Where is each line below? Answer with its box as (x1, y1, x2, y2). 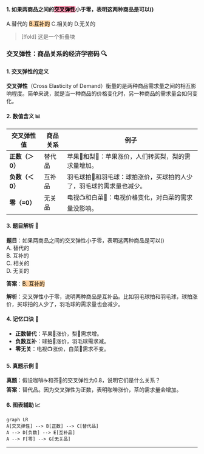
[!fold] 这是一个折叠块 (21, 33, 76, 41)
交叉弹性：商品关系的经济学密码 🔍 (6, 50, 107, 58)
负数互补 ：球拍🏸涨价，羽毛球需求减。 (15, 337, 109, 345)
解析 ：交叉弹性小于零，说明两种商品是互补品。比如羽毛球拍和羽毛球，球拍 (6, 293, 192, 300)
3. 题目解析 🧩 (6, 222, 39, 230)
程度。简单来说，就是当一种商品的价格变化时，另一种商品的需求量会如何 (11, 90, 192, 97)
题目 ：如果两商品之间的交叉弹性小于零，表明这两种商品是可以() (6, 236, 165, 244)
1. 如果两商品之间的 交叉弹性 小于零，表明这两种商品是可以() (6, 5, 154, 13)
